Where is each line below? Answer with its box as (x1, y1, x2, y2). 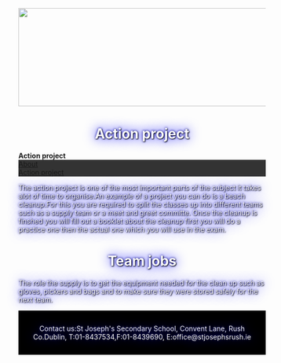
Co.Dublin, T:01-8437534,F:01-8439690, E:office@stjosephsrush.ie (32, 332, 252, 341)
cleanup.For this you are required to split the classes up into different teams (18, 200, 263, 209)
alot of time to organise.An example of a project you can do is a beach (18, 191, 246, 200)
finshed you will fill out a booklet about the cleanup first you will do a (18, 216, 240, 225)
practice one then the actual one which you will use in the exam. (18, 224, 226, 234)
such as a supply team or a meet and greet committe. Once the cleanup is (18, 207, 257, 217)
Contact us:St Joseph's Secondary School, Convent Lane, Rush (38, 324, 246, 333)
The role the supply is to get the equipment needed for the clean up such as (18, 278, 265, 288)
